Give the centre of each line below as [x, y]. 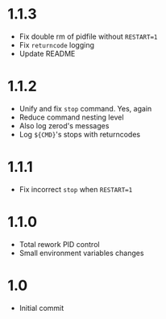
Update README [47, 53]
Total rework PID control [59, 244]
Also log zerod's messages [64, 125]
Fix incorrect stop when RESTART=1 [76, 189]
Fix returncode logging [56, 44]
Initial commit [41, 308]
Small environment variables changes [81, 253]
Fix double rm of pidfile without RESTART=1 [88, 36]
